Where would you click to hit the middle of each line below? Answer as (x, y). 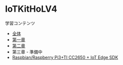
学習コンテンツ (20, 23)
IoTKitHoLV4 (31, 9)
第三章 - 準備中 (27, 52)
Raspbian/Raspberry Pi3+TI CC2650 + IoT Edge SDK (65, 57)
